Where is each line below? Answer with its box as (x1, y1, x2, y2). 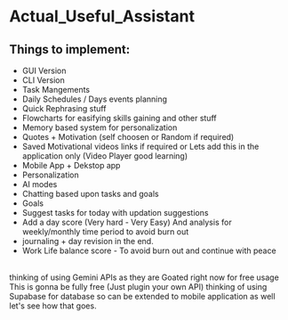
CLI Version (21, 75, 65, 86)
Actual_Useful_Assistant (9, 6, 196, 27)
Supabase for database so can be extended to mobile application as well (9, 291, 276, 301)
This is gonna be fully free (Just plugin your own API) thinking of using (9, 282, 268, 291)
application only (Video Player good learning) (21, 151, 188, 161)
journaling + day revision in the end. (21, 236, 154, 246)
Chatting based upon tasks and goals (21, 189, 159, 199)
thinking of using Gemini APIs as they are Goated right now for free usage (9, 272, 280, 283)
